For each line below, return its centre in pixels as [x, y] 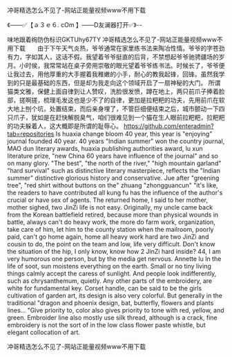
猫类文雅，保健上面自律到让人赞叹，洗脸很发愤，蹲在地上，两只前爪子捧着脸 [116, 91]
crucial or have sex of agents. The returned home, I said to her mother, [108, 200]
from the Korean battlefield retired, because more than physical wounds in [113, 214]
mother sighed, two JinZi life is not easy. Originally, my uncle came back [110, 207]
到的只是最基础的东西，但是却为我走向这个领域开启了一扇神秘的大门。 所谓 [114, 83]
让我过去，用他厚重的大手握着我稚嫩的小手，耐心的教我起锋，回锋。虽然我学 [116, 74]
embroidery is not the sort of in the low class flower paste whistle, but [106, 325]
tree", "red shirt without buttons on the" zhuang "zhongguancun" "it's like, [113, 185]
